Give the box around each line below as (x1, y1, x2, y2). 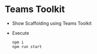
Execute (12, 30, 29, 36)
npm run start (12, 44, 42, 49)
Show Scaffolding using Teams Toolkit (12, 20, 92, 26)
